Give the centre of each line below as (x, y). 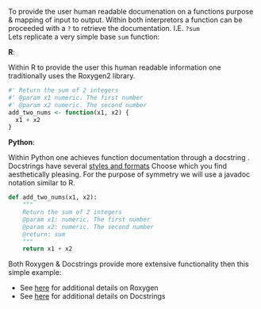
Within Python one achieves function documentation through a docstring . (129, 158)
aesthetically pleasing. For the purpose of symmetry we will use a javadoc (129, 174)
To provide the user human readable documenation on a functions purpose (131, 11)
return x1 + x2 (48, 249)
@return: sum (44, 234)
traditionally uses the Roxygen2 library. (72, 76)
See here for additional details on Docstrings (92, 296)
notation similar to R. (42, 183)
